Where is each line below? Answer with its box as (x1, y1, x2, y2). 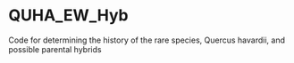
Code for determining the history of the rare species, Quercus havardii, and (8, 35, 285, 45)
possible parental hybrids (8, 43, 102, 54)
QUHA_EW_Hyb (8, 5, 129, 26)
